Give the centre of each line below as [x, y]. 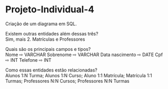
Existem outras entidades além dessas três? [52, 33]
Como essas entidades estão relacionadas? [51, 70]
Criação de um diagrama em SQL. [41, 24]
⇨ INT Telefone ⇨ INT [29, 60]
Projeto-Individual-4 [50, 10]
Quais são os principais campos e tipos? [48, 49]
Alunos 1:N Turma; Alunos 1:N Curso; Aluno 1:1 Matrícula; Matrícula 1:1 [79, 75]
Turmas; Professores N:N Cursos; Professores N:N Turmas [67, 81]
